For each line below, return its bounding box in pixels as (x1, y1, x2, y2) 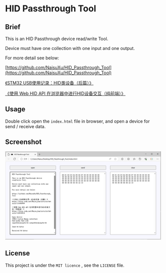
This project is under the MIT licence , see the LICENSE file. (5, 262, 124, 268)
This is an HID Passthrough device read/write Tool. (5, 36, 109, 42)
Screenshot (5, 138, 42, 146)
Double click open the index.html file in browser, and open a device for (5, 118, 150, 124)
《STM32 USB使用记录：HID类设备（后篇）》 (5, 80, 94, 86)
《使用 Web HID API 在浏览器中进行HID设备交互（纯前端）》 (5, 91, 126, 96)
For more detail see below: (5, 55, 59, 61)
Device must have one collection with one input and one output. (5, 45, 135, 51)
